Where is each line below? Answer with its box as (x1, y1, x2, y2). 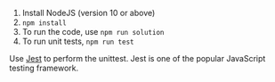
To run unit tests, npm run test (21, 36, 134, 46)
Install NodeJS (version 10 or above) (21, 8, 156, 18)
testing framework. (9, 62, 79, 73)
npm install (21, 19, 67, 28)
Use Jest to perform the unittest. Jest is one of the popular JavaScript (9, 53, 266, 63)
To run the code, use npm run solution (21, 27, 165, 37)
